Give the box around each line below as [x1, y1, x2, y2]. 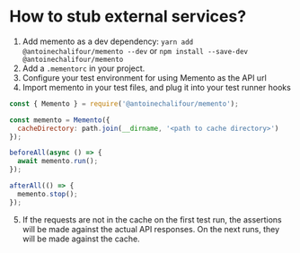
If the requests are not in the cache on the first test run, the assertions [22, 214, 283, 225]
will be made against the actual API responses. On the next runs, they [22, 223, 280, 234]
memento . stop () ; [17, 189, 78, 198]
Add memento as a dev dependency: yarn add [22, 36, 194, 47]
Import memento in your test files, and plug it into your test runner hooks [22, 82, 292, 92]
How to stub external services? [9, 6, 247, 27]
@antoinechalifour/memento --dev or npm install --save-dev [22, 45, 249, 56]
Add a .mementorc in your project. [22, 63, 146, 74]
